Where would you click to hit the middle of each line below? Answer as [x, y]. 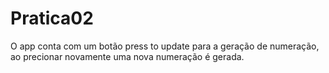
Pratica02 [52, 18]
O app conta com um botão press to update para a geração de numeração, [165, 46]
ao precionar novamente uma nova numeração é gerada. [127, 56]
